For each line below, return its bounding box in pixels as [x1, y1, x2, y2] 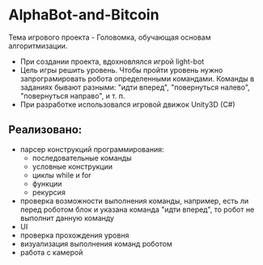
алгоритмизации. [8, 40, 68, 50]
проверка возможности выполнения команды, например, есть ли [19, 196, 249, 205]
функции [32, 179, 62, 188]
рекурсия [32, 187, 66, 197]
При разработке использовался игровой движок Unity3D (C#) [19, 99, 236, 109]
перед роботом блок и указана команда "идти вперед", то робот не [19, 204, 255, 214]
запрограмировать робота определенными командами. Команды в [19, 74, 255, 83]
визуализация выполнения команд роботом [19, 238, 172, 248]
